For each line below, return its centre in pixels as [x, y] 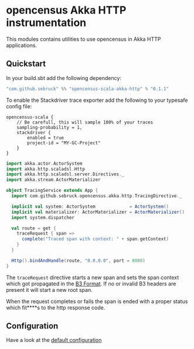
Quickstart [26, 64]
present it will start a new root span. [49, 290]
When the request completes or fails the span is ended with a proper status [97, 301]
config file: [19, 106]
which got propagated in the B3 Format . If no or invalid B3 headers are [91, 284]
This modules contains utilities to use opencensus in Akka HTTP [84, 39]
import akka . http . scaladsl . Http [45, 169]
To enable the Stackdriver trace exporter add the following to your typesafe [97, 100]
